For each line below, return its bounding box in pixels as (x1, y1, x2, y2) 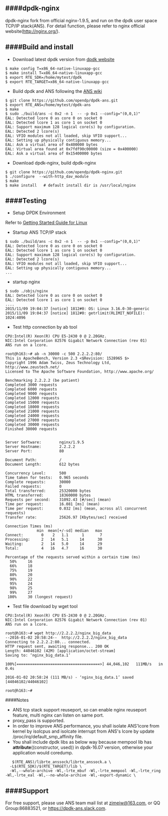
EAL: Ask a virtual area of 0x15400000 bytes (5, 151, 102, 156)
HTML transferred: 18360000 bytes (5, 493, 92, 498)
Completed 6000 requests (5, 387, 57, 392)
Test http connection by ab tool (12, 324, 77, 330)
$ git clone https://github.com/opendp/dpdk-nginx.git (5, 169, 123, 175)
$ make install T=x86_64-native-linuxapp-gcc (5, 70, 102, 75)
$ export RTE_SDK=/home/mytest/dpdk (5, 75, 82, 80)
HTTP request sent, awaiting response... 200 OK (5, 644, 109, 649)
